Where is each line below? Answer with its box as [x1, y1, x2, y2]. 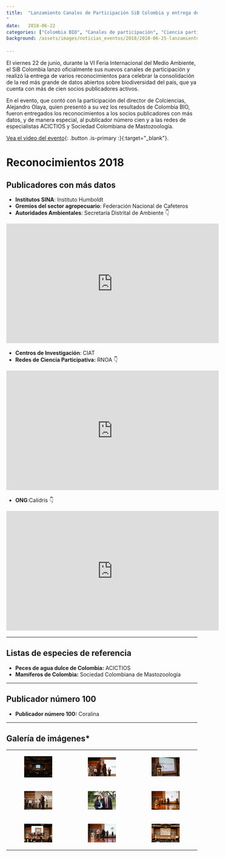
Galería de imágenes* [6, 734, 90, 744]
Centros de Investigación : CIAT [15, 349, 95, 357]
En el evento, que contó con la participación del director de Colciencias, [6, 97, 186, 104]
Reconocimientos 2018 [6, 155, 124, 169]
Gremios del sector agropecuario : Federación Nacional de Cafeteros [15, 202, 189, 210]
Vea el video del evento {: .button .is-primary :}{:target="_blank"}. [6, 134, 169, 142]
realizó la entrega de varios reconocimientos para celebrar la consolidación [6, 72, 195, 79]
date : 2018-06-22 [6, 22, 56, 29]
